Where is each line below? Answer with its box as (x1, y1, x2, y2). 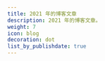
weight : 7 (7, 23, 37, 30)
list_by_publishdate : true (7, 43, 87, 50)
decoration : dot (7, 36, 55, 43)
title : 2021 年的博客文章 (7, 10, 78, 18)
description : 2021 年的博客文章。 (7, 17, 101, 24)
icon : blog (7, 29, 39, 37)
